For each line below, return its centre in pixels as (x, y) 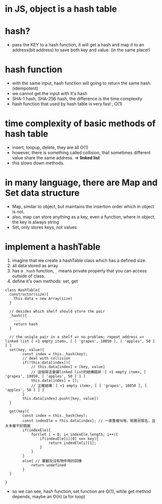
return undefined (49, 465)
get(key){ (19, 411)
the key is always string (35, 222)
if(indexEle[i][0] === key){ (69, 439)
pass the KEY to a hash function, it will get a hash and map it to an (78, 45)
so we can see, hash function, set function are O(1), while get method (81, 491)
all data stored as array (35, 265)
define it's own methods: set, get (45, 281)
